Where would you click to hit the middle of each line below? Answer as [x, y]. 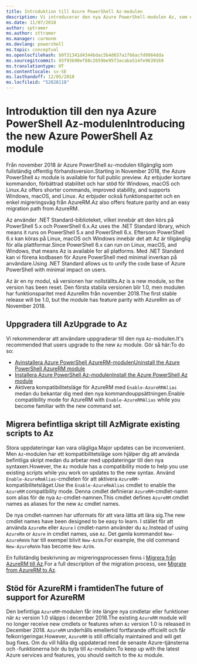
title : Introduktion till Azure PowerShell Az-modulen [74, 11]
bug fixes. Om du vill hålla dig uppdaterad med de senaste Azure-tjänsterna [98, 643]
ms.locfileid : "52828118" [38, 83]
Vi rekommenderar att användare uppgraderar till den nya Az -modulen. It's [95, 338]
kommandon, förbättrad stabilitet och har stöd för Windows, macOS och [93, 183]
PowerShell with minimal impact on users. [57, 270]
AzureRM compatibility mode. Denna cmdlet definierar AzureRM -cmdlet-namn [97, 491]
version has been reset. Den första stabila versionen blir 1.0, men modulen [96, 287]
